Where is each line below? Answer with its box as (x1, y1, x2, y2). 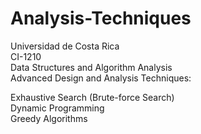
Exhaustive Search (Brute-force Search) (10, 91, 175, 103)
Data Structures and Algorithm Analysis (10, 61, 173, 73)
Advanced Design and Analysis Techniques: (10, 72, 192, 84)
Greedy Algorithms (10, 112, 88, 124)
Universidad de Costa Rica (10, 40, 120, 52)
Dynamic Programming (10, 102, 105, 114)
